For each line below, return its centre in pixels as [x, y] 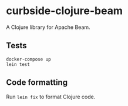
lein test [18, 64]
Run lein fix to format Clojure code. [51, 97]
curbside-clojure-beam [65, 11]
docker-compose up [28, 59]
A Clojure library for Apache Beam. [48, 27]
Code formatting [37, 83]
